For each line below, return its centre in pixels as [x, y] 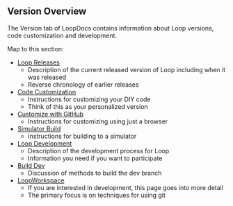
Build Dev [31, 165]
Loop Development [45, 143]
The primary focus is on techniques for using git [96, 195]
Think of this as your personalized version [88, 106]
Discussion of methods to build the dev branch [95, 173]
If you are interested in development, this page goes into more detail [126, 187]
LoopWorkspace [41, 180]
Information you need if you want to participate [95, 158]
